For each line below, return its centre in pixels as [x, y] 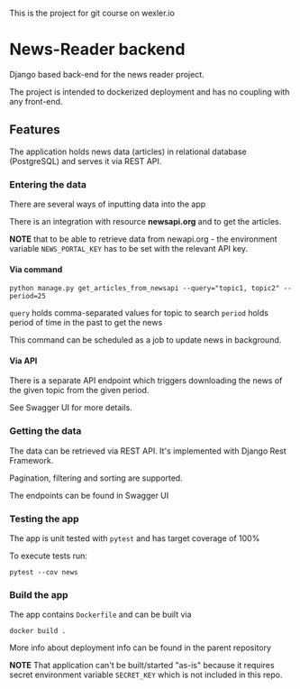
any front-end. [36, 101]
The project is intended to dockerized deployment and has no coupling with [150, 92]
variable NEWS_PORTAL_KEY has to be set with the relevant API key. [129, 249]
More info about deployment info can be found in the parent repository [141, 648]
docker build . [38, 631]
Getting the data [45, 431]
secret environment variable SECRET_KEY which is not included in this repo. [146, 675]
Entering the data [48, 184]
